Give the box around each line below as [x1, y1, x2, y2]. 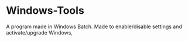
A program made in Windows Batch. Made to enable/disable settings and [6, 23, 183, 30]
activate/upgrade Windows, [6, 29, 73, 36]
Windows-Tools [6, 4, 85, 17]
